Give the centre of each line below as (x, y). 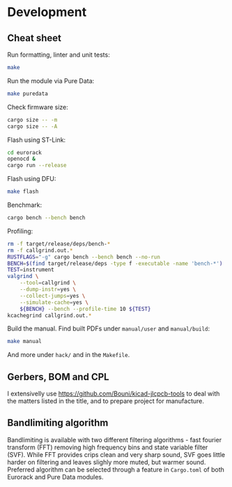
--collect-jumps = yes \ (53, 296)
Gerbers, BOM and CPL (58, 377)
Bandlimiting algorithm (58, 423)
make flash (23, 192)
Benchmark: (25, 205)
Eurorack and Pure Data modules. (55, 477)
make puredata (28, 94)
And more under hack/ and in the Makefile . (69, 355)
